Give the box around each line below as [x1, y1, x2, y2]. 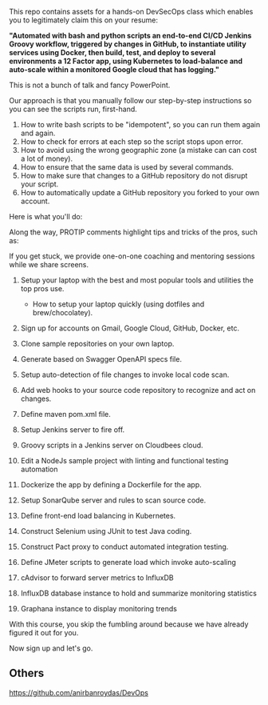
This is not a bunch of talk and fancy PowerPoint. [9, 80, 171, 90]
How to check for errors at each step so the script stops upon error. [20, 137, 243, 146]
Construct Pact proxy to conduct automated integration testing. [20, 542, 229, 551]
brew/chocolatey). [32, 308, 93, 317]
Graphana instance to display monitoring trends [20, 604, 178, 613]
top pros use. [20, 284, 65, 293]
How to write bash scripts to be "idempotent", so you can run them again [20, 120, 261, 129]
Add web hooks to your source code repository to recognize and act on [20, 386, 256, 395]
